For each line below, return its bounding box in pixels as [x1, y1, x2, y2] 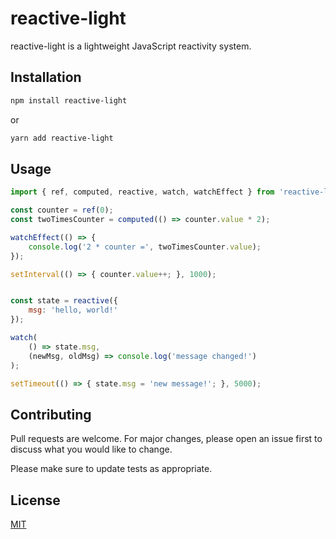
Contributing [10, 406, 92, 423]
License [10, 492, 61, 509]
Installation [10, 69, 82, 86]
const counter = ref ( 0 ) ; [10, 205, 114, 216]
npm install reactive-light [10, 95, 128, 106]
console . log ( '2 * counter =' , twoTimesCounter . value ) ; [28, 242, 262, 252]
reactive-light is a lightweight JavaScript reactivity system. [10, 40, 252, 52]
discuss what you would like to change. [10, 443, 173, 456]
